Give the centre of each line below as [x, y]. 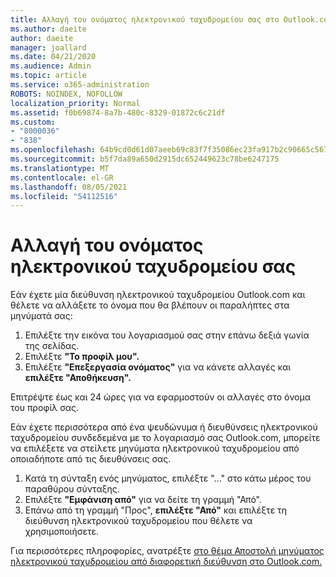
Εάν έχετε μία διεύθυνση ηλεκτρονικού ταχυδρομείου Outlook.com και [158, 295]
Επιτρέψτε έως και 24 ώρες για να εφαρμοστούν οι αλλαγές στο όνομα [161, 397]
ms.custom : [33, 122]
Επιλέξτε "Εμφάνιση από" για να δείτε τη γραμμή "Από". [143, 500]
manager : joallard [48, 47]
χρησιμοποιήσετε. [61, 532]
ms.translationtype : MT [60, 168]
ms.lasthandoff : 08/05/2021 [69, 187]
